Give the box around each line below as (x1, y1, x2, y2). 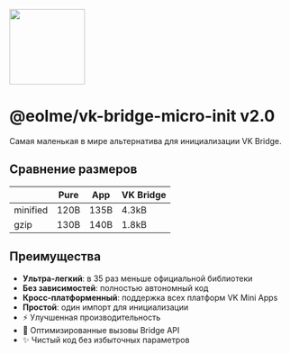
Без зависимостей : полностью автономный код (22, 282, 209, 293)
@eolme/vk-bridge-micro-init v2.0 (9, 106, 276, 126)
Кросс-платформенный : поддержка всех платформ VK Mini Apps (22, 292, 278, 303)
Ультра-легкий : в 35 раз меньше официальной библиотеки (22, 273, 253, 284)
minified (14, 204, 49, 216)
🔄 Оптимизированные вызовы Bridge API (22, 324, 180, 335)
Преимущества (9, 249, 102, 265)
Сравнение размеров (9, 162, 138, 177)
